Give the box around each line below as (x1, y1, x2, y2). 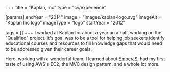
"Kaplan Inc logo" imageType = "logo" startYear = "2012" (5, 20, 125, 26)
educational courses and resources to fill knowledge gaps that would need (5, 40, 162, 46)
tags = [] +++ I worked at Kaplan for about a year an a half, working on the (5, 30, 162, 35)
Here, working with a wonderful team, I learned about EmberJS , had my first (5, 56, 165, 62)
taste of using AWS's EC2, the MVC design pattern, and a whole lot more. (5, 61, 160, 67)
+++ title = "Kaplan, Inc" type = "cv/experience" (5, 5, 106, 10)
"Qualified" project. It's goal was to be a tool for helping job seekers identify (5, 35, 165, 41)
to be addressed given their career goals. (5, 46, 92, 52)
